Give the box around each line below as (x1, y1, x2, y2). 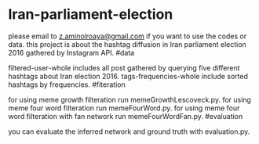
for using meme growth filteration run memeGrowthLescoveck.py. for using (8, 95, 251, 104)
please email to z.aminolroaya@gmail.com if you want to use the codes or (8, 31, 247, 41)
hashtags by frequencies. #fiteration (8, 80, 126, 89)
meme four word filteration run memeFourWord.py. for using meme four (8, 103, 240, 113)
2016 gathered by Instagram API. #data (8, 48, 135, 57)
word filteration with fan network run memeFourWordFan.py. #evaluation (8, 111, 243, 121)
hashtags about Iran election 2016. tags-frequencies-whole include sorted (8, 71, 249, 81)
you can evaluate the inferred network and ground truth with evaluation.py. (8, 127, 250, 136)
